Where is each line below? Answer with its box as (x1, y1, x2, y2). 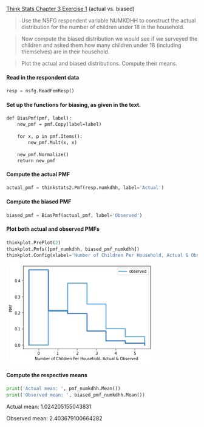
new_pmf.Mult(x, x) (28, 140, 78, 146)
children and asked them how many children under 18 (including (21, 42, 182, 49)
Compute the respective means (6, 371, 88, 378)
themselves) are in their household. (21, 48, 110, 55)
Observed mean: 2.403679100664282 (6, 415, 103, 422)
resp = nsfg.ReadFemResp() (6, 88, 75, 94)
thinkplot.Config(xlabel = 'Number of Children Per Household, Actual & (6, 252, 189, 259)
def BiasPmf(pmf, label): (6, 115, 72, 121)
